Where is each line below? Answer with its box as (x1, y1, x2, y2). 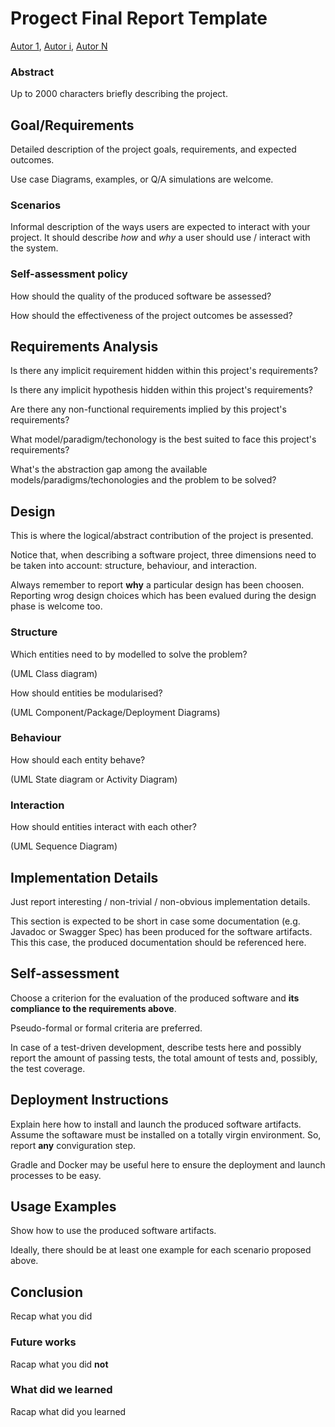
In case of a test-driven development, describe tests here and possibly (10, 1041, 302, 1053)
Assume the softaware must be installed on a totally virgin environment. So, (10, 1128, 322, 1141)
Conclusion (10, 1283, 84, 1301)
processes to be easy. (10, 1169, 102, 1181)
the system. (10, 242, 59, 254)
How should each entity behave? (10, 753, 146, 766)
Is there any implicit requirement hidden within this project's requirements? (10, 365, 318, 377)
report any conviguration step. (10, 1139, 137, 1151)
